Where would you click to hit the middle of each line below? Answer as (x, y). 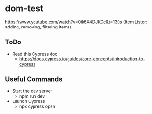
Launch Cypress (28, 101)
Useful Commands (34, 79)
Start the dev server (32, 91)
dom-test (24, 8)
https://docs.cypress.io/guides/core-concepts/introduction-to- (82, 59)
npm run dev (32, 96)
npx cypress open (37, 106)
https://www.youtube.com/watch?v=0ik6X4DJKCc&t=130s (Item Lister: (76, 22)
